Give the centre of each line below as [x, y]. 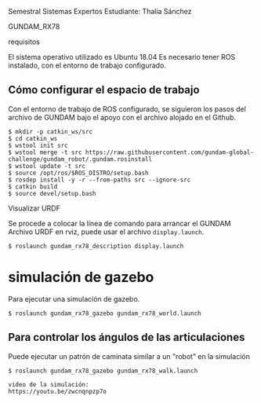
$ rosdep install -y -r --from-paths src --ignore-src [100, 180]
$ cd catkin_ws [33, 138]
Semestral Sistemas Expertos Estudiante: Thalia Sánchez [100, 11]
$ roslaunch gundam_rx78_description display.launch [96, 246]
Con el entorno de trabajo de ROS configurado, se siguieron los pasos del [127, 108]
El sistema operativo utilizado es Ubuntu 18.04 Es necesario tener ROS [122, 57]
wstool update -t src [51, 166]
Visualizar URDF [34, 208]
